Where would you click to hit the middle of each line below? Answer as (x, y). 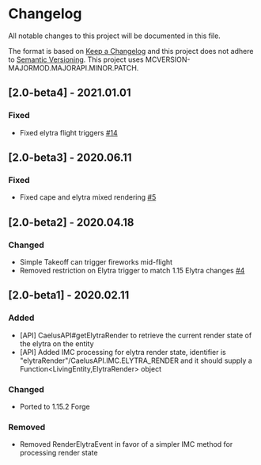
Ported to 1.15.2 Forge (55, 406)
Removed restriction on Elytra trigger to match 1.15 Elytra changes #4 (132, 271)
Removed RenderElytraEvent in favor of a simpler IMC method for (126, 444)
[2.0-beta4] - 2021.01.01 (70, 93)
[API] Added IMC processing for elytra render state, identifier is (123, 352)
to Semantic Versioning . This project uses (76, 59)
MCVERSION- (168, 59)
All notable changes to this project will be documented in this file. (115, 36)
